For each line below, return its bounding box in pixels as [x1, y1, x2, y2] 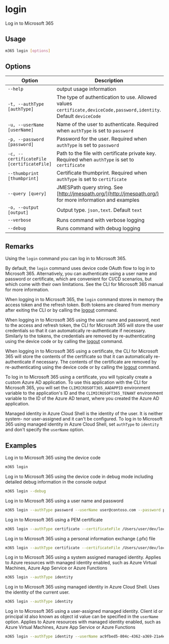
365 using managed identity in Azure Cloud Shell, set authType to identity [5, 421, 159, 427]
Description [95, 77, 123, 84]
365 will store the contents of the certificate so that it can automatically [5, 354, 153, 360]
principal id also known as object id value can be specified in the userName [5, 614, 158, 620]
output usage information [56, 86, 117, 93]
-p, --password [8, 137, 44, 142]
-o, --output [8, 205, 39, 210]
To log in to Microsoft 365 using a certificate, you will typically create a [5, 374, 152, 380]
